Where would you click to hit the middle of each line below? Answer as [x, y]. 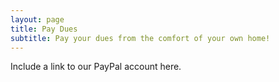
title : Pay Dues [44, 29]
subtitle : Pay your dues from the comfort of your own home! [140, 38]
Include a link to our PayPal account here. [96, 67]
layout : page [37, 19]
